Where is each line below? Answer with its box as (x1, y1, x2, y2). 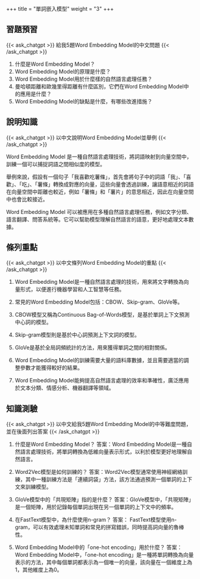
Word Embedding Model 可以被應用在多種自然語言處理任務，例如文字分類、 (6, 208, 192, 215)
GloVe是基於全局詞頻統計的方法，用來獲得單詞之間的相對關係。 (14, 344, 171, 351)
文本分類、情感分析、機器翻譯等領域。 (20, 384, 114, 391)
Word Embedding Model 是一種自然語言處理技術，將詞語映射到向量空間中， (6, 153, 192, 160)
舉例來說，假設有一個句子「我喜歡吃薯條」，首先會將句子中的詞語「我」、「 (6, 173, 186, 180)
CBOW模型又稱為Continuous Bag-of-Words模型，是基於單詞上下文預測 (14, 311, 190, 318)
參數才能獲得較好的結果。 (20, 364, 83, 372)
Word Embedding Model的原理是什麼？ (14, 68, 111, 75)
